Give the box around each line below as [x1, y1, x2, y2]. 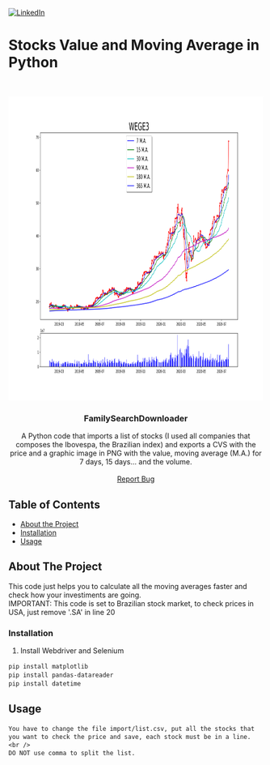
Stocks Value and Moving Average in [8, 36, 260, 54]
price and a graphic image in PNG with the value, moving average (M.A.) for [9, 448, 263, 458]
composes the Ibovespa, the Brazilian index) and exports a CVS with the [15, 440, 256, 450]
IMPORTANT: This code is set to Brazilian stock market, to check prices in [8, 598, 255, 608]
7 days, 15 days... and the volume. [79, 457, 192, 467]
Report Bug [116, 474, 155, 484]
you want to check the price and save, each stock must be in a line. [8, 733, 251, 741]
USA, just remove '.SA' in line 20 [8, 607, 116, 617]
